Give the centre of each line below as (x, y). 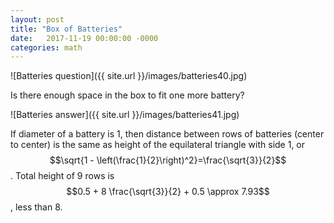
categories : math (46, 47)
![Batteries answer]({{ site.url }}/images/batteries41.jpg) (125, 115)
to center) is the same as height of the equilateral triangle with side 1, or (158, 145)
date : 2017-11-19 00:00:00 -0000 (84, 38)
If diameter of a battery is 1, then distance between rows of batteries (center (167, 134)
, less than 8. (36, 207)
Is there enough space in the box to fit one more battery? (127, 95)
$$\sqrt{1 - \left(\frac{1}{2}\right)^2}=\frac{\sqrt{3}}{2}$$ (168, 160)
